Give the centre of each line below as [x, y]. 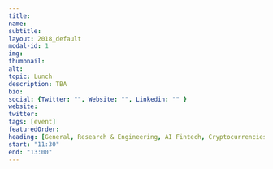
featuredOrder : [34, 129]
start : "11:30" [34, 144]
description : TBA [38, 84]
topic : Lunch [30, 76]
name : [17, 24]
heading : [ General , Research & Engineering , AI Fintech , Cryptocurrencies [138, 136]
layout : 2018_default [45, 39]
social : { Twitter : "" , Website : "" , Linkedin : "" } [98, 99]
